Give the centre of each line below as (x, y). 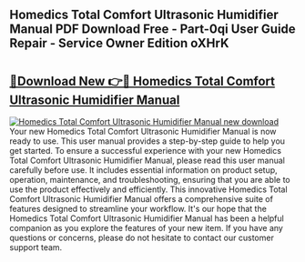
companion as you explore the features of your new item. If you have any (147, 228)
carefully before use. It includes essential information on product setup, (143, 170)
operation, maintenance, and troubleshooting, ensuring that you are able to (150, 180)
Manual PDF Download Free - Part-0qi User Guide (152, 30)
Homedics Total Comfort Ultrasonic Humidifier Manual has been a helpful (147, 218)
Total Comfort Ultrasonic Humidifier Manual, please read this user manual (147, 160)
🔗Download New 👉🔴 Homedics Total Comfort (142, 81)
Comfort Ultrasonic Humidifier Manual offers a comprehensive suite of (141, 199)
